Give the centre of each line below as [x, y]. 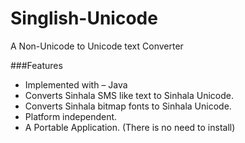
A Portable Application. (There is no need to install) [130, 127]
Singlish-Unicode [84, 18]
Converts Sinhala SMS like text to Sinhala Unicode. [129, 95]
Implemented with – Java [76, 84]
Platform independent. [71, 116]
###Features [36, 65]
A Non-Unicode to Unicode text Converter [97, 46]
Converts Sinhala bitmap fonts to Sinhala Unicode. [128, 106]
